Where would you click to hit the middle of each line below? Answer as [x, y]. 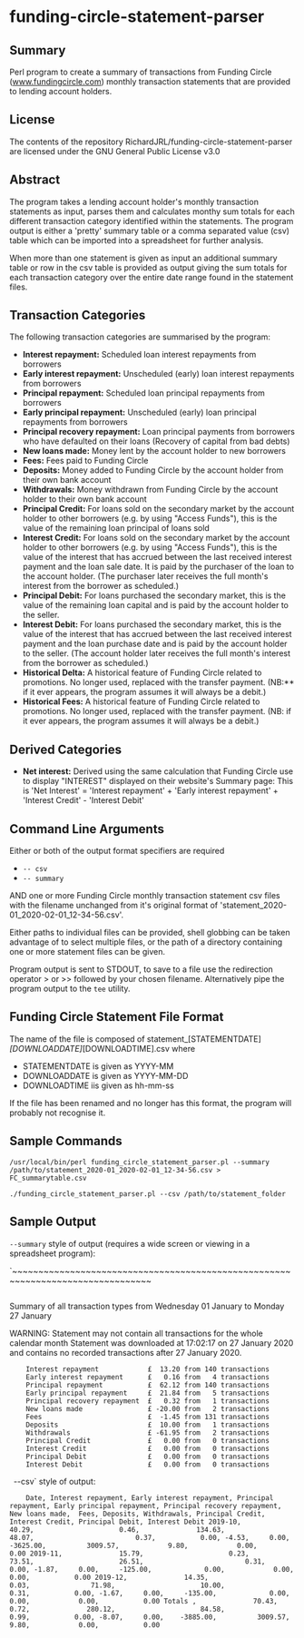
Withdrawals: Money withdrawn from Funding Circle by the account [150, 490]
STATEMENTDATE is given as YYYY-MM [98, 1066]
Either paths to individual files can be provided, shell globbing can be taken [150, 933]
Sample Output [53, 1222]
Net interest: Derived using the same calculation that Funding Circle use [157, 771]
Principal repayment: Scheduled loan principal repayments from [143, 393]
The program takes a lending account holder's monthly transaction [134, 201]
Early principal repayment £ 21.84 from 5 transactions [148, 1393]
